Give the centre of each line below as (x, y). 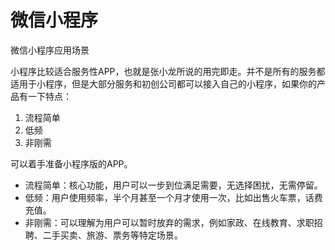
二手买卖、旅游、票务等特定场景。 (112, 235)
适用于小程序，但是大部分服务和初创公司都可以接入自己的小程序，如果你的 (163, 83)
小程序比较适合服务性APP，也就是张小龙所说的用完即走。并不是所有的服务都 (168, 71)
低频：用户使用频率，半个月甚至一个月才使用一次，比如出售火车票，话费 (173, 197)
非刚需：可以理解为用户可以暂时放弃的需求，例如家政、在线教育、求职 (169, 222)
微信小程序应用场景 (50, 50)
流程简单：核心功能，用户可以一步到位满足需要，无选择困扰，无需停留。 (173, 185)
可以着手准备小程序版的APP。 (71, 163)
